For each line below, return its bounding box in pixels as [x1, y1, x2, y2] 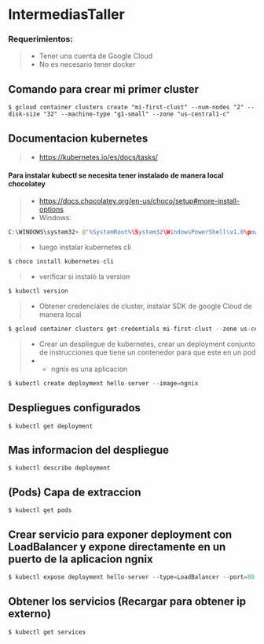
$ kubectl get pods [8, 506, 72, 514]
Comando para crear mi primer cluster [8, 83, 199, 96]
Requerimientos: [8, 34, 73, 45]
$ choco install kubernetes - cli [8, 258, 114, 266]
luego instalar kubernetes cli [38, 242, 131, 252]
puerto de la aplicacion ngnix [8, 552, 153, 565]
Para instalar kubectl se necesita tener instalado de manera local [8, 171, 224, 180]
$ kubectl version [8, 287, 68, 296]
